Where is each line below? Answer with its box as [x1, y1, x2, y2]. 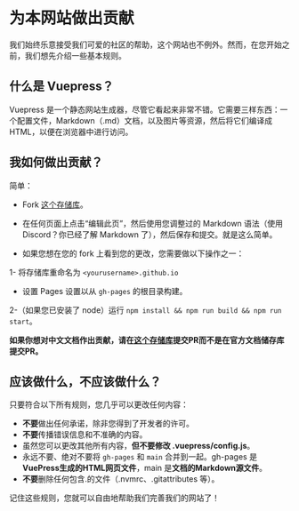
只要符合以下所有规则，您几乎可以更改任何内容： [9, 399, 189, 410]
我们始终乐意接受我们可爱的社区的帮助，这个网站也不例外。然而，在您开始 [9, 39, 282, 50]
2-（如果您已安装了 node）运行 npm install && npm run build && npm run [9, 304, 282, 315]
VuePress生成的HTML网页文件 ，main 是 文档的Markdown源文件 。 [21, 463, 267, 474]
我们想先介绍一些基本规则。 [24, 50, 126, 60]
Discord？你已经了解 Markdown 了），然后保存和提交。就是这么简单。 [21, 228, 278, 240]
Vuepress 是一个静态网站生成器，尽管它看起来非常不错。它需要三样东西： [9, 104, 280, 115]
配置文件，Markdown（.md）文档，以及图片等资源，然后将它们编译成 [16, 115, 273, 125]
